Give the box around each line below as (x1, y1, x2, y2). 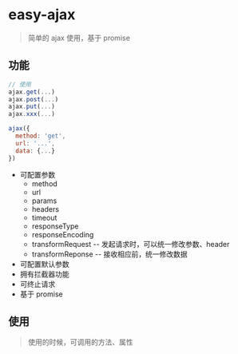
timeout (31, 213, 58, 222)
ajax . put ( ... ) (8, 102, 56, 111)
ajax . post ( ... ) (8, 95, 59, 103)
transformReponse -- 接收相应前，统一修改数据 (31, 249, 188, 259)
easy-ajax (8, 6, 76, 24)
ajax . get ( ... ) (8, 88, 56, 96)
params (31, 196, 58, 205)
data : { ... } (15, 146, 56, 155)
